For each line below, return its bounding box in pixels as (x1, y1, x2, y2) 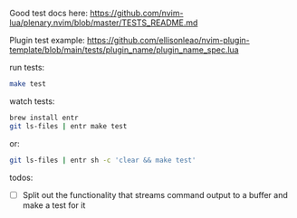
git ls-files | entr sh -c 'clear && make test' (9, 156, 196, 165)
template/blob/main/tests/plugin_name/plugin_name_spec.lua (9, 44, 239, 55)
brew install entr (9, 113, 79, 122)
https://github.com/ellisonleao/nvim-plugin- (87, 35, 251, 45)
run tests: (9, 62, 45, 72)
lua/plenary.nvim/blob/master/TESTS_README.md (9, 17, 198, 28)
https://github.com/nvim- (90, 8, 184, 18)
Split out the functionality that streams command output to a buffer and (22, 189, 288, 200)
